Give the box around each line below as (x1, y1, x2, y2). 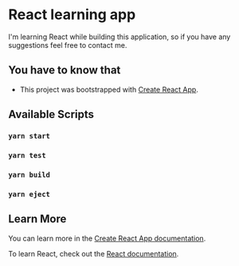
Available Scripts (8, 108, 94, 121)
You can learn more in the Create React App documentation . (8, 233, 206, 243)
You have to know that (8, 64, 121, 77)
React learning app (8, 6, 136, 24)
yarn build (8, 170, 50, 179)
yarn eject (8, 190, 50, 198)
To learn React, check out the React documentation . (8, 248, 179, 258)
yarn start (8, 131, 50, 141)
